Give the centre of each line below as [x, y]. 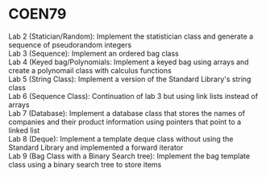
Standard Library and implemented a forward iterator [96, 147]
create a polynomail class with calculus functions [90, 70]
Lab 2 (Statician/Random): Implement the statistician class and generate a [131, 36]
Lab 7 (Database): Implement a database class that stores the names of [127, 113]
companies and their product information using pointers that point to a [125, 121]
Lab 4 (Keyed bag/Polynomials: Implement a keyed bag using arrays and [129, 62]
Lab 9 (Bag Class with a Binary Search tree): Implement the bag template [129, 156]
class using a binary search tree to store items [85, 164]
